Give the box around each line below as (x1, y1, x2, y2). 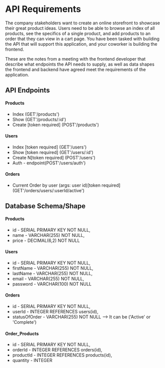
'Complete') (12, 319, 37, 325)
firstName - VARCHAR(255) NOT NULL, (12, 265, 93, 271)
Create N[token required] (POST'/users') (12, 154, 95, 160)
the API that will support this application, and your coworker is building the (5, 41, 158, 47)
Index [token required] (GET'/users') (12, 144, 87, 150)
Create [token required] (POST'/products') (12, 122, 99, 128)
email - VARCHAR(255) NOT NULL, (12, 276, 84, 282)
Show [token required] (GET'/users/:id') (12, 149, 93, 155)
